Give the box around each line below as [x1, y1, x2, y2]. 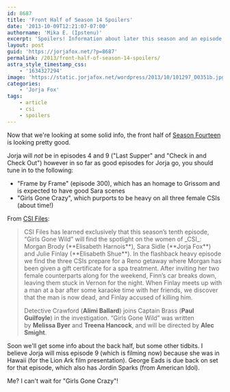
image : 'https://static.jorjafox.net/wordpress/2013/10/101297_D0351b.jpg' [7, 73, 228, 81]
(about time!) [16, 201, 54, 209]
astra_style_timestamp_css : [7, 61, 88, 68]
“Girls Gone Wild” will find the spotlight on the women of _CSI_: [23, 234, 202, 243]
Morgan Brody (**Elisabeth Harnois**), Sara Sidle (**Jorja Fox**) [23, 242, 212, 250]
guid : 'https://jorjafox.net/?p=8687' [7, 49, 118, 56]
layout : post [7, 42, 44, 49]
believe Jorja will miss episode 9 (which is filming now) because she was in [7, 349, 220, 357]
